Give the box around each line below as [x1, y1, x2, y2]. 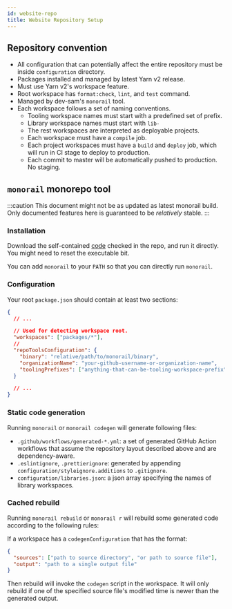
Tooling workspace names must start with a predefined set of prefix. [27, 112, 223, 120]
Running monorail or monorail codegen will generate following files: [7, 423, 197, 432]
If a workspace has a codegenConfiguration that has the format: [7, 534, 188, 543]
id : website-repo [7, 10, 57, 17]
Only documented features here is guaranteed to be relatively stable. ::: [7, 209, 210, 217]
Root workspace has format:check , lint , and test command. [17, 90, 191, 98]
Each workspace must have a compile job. [27, 134, 147, 142]
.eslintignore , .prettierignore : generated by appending [17, 458, 182, 467]
